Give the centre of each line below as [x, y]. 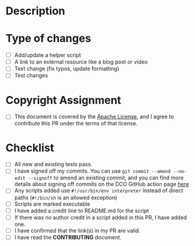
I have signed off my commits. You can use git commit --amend [92, 171]
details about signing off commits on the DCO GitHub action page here [102, 184]
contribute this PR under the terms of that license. [76, 124]
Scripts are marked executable [52, 204]
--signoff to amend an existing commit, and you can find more [106, 178]
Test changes [31, 76]
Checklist [30, 148]
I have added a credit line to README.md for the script [82, 211]
